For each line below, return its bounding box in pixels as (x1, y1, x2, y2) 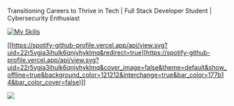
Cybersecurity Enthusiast (7, 14, 80, 22)
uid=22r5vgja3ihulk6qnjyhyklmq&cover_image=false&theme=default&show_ (7, 63, 227, 71)
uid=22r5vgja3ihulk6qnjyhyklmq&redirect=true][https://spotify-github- (7, 49, 211, 56)
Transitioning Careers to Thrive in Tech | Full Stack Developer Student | (7, 7, 212, 15)
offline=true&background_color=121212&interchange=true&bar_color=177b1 (7, 70, 224, 79)
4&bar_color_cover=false (7, 78, 80, 86)
